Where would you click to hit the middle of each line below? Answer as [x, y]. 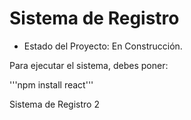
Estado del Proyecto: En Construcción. [103, 46]
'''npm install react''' [51, 84]
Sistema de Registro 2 [54, 104]
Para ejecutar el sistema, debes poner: [89, 65]
